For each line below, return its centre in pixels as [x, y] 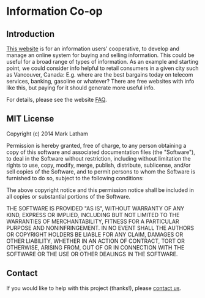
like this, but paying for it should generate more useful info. [81, 88]
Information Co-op [54, 11]
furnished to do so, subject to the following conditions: [75, 178]
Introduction [31, 34]
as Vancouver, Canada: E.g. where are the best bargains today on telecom [100, 74]
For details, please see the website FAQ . [57, 100]
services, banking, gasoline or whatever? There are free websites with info [100, 81]
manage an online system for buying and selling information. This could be [100, 55]
